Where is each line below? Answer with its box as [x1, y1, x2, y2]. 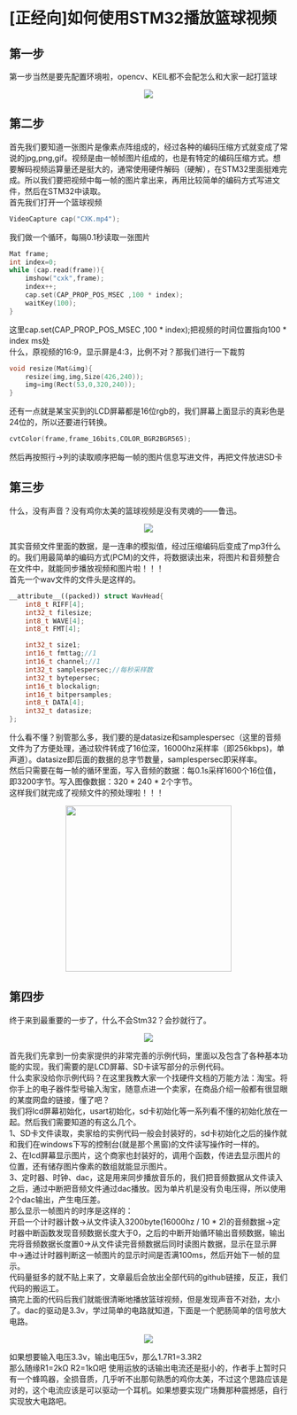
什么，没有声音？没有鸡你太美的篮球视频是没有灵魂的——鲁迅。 [9, 505, 241, 516]
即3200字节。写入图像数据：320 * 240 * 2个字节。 [9, 776, 197, 787]
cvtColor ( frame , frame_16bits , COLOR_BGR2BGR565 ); [9, 435, 192, 444]
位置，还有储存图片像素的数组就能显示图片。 [9, 1161, 172, 1171]
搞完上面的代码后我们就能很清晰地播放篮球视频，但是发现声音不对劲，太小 [9, 1294, 280, 1304]
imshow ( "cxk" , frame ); [25, 274, 104, 284]
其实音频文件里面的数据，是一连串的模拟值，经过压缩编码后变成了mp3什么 [9, 540, 281, 551]
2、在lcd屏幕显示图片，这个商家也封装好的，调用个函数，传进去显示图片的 [9, 1149, 281, 1161]
